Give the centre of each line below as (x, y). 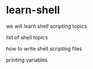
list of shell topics (27, 37)
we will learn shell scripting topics (46, 26)
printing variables (27, 60)
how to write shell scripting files (44, 48)
